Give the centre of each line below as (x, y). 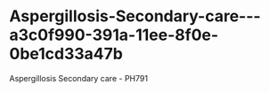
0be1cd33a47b (66, 54)
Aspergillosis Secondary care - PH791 (79, 78)
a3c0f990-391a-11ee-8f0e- (114, 35)
